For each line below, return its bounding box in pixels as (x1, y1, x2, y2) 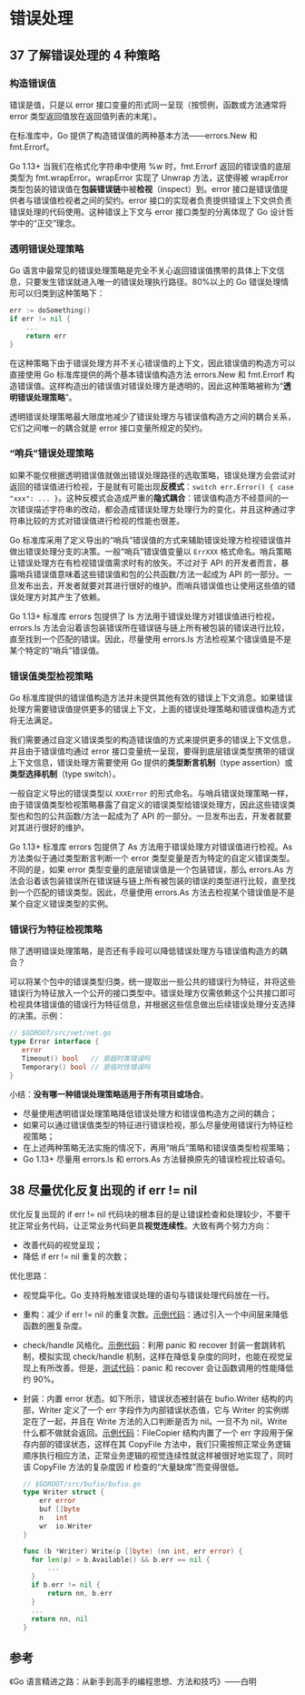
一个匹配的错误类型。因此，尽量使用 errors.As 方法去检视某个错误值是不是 (16, 887, 295, 898)
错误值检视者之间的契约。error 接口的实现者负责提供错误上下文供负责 (33, 195, 293, 206)
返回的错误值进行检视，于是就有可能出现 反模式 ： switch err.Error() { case (9, 481, 294, 492)
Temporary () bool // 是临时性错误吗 (21, 1062, 151, 1071)
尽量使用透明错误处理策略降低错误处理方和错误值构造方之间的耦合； (22, 1108, 278, 1119)
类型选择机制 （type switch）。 (9, 768, 121, 779)
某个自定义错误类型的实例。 (9, 898, 113, 909)
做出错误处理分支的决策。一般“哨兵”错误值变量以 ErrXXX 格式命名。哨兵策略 (9, 545, 292, 556)
